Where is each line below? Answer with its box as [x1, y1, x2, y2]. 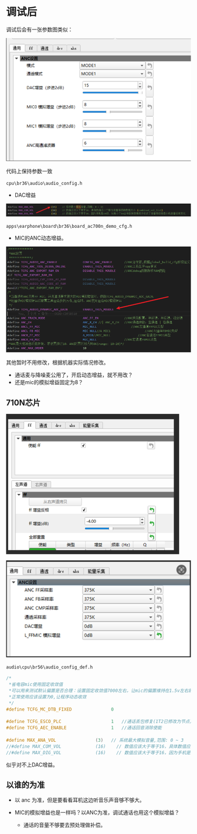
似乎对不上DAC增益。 [6, 761, 59, 768]
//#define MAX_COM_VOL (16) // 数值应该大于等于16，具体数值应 [6, 744, 191, 749]
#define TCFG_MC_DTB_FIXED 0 [6, 706, 114, 712]
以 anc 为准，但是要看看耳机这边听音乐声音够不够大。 [14, 796, 145, 803]
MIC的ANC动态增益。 [14, 234, 67, 241]
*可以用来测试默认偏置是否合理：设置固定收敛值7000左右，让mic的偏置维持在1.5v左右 [8, 688, 189, 694]
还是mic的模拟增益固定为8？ [14, 379, 84, 386]
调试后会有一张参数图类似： [6, 26, 73, 33]
